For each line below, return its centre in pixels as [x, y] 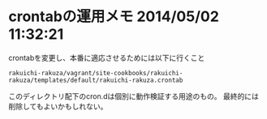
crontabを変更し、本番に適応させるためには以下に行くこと [107, 57]
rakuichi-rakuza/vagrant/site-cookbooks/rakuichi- [96, 73]
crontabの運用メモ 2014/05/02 [114, 17]
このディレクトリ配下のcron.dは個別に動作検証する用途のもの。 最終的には [134, 96]
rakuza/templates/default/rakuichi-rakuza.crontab [96, 80]
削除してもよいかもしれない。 [58, 106]
